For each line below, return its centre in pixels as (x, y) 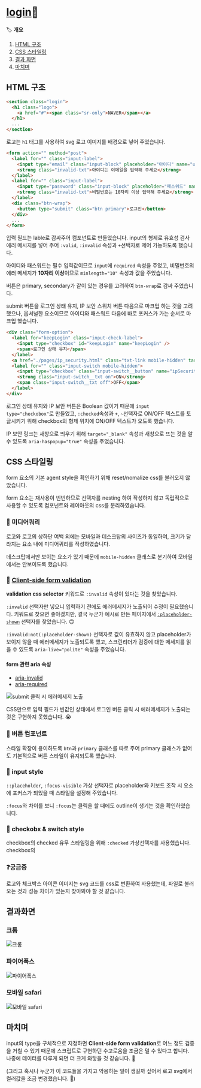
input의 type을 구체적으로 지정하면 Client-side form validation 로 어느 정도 (95, 1043)
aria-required (31, 684)
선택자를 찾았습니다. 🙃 (48, 622)
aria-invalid (29, 678)
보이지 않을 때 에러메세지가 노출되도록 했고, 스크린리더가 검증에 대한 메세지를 (96, 642)
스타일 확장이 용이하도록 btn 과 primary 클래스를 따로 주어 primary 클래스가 (94, 748)
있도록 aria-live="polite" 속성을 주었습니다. (73, 650)
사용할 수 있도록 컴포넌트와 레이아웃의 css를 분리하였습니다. (76, 505)
